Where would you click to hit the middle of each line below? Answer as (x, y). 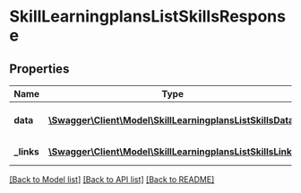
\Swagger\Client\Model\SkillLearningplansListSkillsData (171, 120)
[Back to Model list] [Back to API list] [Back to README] (112, 180)
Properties (39, 69)
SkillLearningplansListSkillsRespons (148, 17)
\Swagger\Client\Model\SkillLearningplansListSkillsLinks (172, 152)
